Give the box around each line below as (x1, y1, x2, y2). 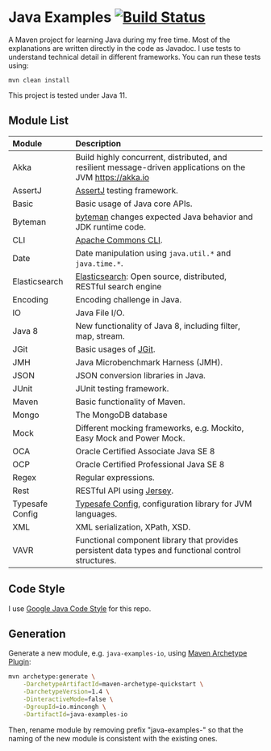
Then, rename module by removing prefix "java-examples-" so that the (8, 724, 244, 735)
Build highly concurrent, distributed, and (75, 151, 227, 162)
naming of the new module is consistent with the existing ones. (8, 733, 218, 743)
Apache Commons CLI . (75, 234, 163, 246)
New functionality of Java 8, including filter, (75, 320, 240, 331)
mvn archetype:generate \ (8, 673, 95, 681)
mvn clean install (8, 76, 70, 84)
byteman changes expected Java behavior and (75, 211, 253, 222)
